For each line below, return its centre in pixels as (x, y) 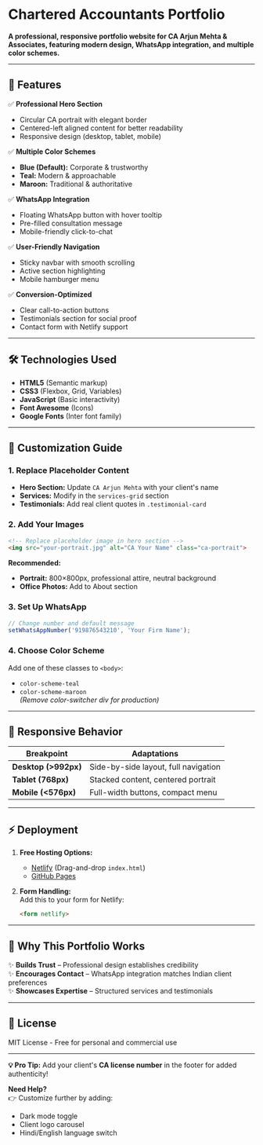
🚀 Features (35, 85)
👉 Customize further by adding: (61, 1098)
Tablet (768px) (40, 780)
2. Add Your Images (46, 525)
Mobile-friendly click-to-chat (66, 231)
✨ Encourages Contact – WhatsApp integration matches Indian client (120, 973)
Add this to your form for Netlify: (72, 900)
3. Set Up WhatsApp (48, 607)
